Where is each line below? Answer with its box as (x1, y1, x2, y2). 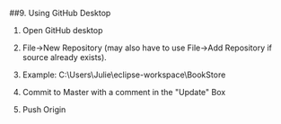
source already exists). (22, 52, 108, 62)
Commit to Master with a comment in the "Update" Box (22, 87, 226, 97)
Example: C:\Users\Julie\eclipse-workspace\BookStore (22, 69, 226, 80)
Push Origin (22, 104, 66, 115)
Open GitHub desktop (22, 25, 103, 35)
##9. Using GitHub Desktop (9, 8, 111, 18)
